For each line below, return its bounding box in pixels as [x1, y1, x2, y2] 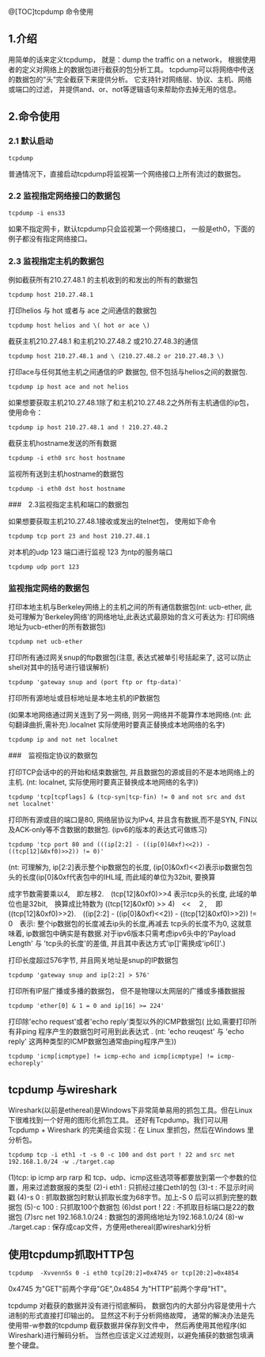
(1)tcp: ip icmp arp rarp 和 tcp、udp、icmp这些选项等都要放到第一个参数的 [8, 1173, 251, 1182]
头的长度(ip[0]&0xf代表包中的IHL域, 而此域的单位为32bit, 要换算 [8, 872, 216, 882]
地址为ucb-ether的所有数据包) [8, 622, 106, 632]
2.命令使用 [8, 110, 61, 124]
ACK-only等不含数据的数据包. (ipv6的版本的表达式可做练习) [14, 825, 208, 834]
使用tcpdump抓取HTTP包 [8, 1248, 134, 1261]
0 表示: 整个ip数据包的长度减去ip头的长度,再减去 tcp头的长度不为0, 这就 [8, 919, 245, 929]
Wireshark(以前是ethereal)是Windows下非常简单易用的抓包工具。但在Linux [8, 1105, 253, 1115]
